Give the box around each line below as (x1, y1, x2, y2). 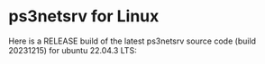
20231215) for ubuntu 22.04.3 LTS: (8, 44, 137, 55)
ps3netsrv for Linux (8, 6, 160, 27)
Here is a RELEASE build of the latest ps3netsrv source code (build (8, 36, 257, 46)
